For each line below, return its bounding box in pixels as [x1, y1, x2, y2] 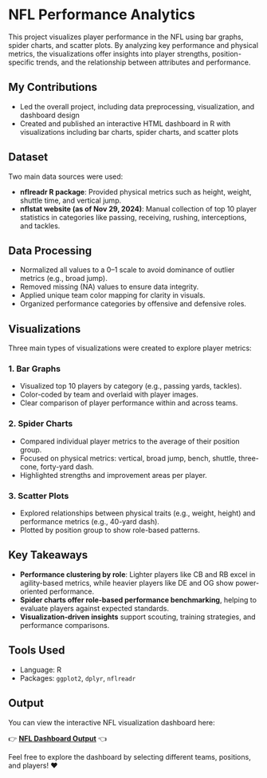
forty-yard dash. [40, 461, 94, 472]
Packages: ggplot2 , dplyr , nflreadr [19, 673, 136, 683]
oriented [19, 586, 48, 596]
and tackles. [19, 221, 61, 231]
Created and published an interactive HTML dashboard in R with [19, 118, 231, 128]
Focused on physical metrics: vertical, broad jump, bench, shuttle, [19, 453, 238, 463]
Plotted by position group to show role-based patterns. [19, 525, 201, 535]
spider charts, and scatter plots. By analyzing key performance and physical [8, 40, 259, 49]
